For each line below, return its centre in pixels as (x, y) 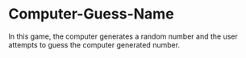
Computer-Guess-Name (92, 14)
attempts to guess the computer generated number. (94, 44)
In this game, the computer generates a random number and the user (123, 36)
